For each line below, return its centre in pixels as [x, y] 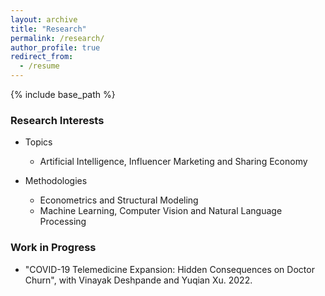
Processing [63, 222]
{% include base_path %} [63, 94]
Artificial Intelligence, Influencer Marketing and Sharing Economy [173, 162]
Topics [38, 142]
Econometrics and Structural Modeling [119, 200]
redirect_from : [42, 57]
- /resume [39, 66]
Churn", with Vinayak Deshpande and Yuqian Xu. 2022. [138, 280]
